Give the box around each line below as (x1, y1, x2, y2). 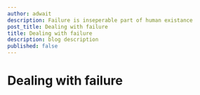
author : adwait (7, 10, 52, 17)
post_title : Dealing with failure (7, 23, 109, 30)
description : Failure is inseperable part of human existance (7, 17, 193, 24)
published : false (7, 43, 58, 50)
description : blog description (7, 36, 99, 43)
